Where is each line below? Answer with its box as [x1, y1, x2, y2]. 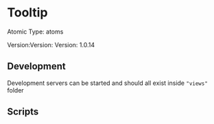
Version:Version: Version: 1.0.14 [7, 40, 95, 49]
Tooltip [7, 5, 48, 21]
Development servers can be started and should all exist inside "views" [7, 79, 208, 87]
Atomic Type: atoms [7, 27, 64, 36]
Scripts [7, 106, 39, 118]
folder [7, 86, 24, 94]
